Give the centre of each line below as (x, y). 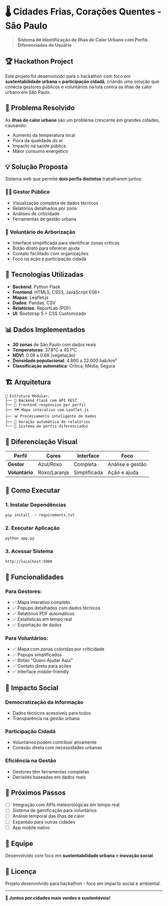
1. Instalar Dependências (36, 505)
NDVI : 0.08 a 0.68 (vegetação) (44, 355)
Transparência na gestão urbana (46, 718)
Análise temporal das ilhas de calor (48, 816)
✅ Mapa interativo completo (41, 602)
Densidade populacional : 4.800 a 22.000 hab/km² (65, 360)
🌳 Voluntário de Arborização (40, 232)
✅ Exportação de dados (37, 625)
